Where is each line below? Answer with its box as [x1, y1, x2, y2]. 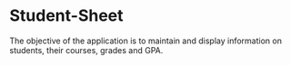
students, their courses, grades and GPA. [9, 44, 164, 55]
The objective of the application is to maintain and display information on [9, 35, 282, 46]
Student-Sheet [9, 5, 125, 26]
